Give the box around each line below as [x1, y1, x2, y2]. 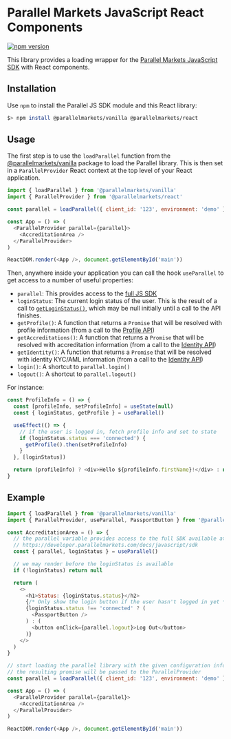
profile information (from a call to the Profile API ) [16, 326, 155, 335]
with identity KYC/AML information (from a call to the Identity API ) [16, 355, 204, 364]
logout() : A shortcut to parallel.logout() [16, 370, 136, 378]
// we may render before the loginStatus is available [13, 561, 174, 568]
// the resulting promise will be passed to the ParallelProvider [7, 669, 201, 676]
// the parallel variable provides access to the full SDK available [13, 535, 217, 542]
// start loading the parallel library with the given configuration [7, 663, 211, 669]
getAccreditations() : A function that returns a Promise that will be [16, 333, 204, 342]
